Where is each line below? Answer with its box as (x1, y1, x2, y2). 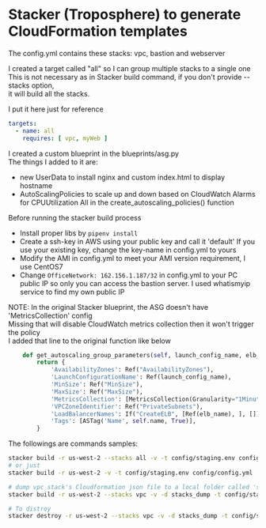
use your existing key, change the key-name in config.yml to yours (19, 245, 237, 255)
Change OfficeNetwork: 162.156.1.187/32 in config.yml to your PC (19, 270, 238, 280)
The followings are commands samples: (8, 439, 139, 448)
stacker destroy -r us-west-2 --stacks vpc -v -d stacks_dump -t (8, 512, 228, 520)
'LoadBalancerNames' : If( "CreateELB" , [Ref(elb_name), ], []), (50, 409, 264, 418)
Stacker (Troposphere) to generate (8, 6, 241, 24)
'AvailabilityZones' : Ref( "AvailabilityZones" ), (50, 366, 215, 374)
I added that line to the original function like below (8, 336, 172, 345)
